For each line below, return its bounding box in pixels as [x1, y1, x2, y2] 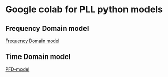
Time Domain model [5, 52, 71, 61]
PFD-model [5, 66, 30, 72]
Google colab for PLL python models [5, 4, 163, 15]
